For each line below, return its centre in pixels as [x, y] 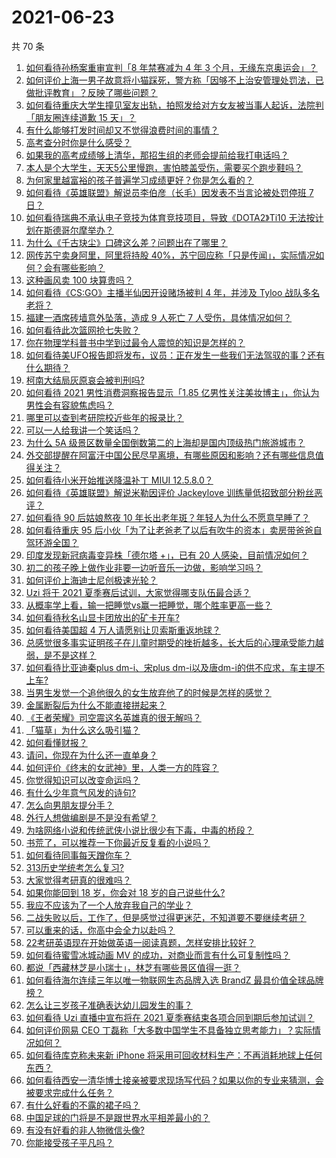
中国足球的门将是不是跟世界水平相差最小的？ [118, 1117]
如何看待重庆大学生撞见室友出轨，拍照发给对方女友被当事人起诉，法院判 [174, 105]
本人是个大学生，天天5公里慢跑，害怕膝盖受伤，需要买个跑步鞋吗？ [164, 167]
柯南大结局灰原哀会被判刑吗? [85, 380]
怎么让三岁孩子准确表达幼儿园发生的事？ [109, 1005]
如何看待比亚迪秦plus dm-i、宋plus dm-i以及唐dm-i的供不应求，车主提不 [175, 667]
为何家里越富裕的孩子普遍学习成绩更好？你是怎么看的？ [139, 180]
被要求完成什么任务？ [69, 1092]
